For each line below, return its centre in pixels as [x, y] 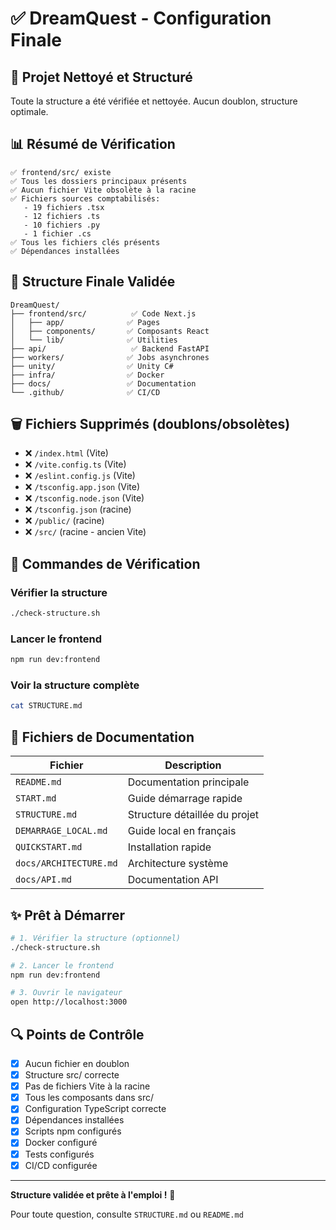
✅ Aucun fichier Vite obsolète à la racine [103, 190]
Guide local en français [182, 831]
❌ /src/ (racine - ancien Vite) [85, 532]
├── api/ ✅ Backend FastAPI [110, 348]
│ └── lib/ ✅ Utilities [94, 340]
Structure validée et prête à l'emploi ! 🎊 [93, 1194]
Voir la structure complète [75, 685]
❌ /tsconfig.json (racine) [78, 509]
